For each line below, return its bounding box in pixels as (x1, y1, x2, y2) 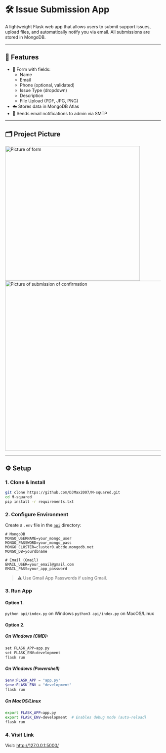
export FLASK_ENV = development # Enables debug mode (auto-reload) (5, 715, 147, 720)
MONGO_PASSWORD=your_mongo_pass (5, 540, 72, 545)
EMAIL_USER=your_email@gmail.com (5, 562, 74, 567)
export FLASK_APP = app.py (5, 710, 56, 715)
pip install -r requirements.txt (5, 499, 74, 504)
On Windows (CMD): (5, 633, 48, 639)
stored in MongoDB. (5, 34, 46, 40)
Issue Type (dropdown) (19, 87, 68, 93)
